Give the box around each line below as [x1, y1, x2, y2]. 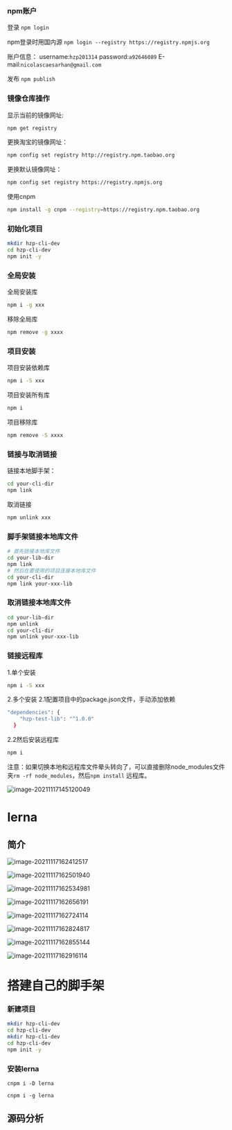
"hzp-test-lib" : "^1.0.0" [19, 716, 95, 723]
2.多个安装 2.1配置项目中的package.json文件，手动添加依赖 [7, 695, 175, 704]
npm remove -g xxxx [7, 329, 64, 336]
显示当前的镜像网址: [7, 111, 64, 119]
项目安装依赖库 [7, 364, 50, 372]
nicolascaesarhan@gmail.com [20, 62, 102, 69]
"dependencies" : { [7, 709, 60, 716]
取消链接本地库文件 [7, 598, 71, 608]
